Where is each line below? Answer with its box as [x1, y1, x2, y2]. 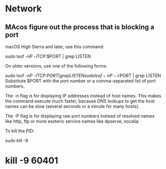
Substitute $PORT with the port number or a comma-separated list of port [5, 78, 156, 84]
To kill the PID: [5, 128, 35, 134]
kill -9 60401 [5, 155, 58, 167]
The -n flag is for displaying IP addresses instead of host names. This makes [5, 93, 162, 98]
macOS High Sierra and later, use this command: [5, 44, 105, 50]
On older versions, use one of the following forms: [5, 63, 108, 69]
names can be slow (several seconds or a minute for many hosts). [5, 103, 140, 109]
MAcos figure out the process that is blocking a [5, 23, 155, 31]
